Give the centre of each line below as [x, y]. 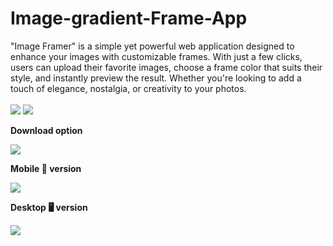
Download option [46, 130]
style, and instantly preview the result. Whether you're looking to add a [156, 78]
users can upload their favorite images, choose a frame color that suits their [166, 67]
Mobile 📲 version [46, 168]
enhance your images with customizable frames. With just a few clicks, [156, 56]
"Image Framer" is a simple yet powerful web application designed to [152, 46]
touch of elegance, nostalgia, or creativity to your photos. [128, 88]
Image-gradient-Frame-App [129, 18]
